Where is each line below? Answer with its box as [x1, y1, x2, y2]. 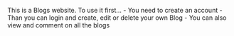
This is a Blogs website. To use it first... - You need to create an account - [7, 6, 223, 14]
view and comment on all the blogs [7, 21, 110, 29]
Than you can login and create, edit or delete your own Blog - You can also [7, 13, 227, 22]
